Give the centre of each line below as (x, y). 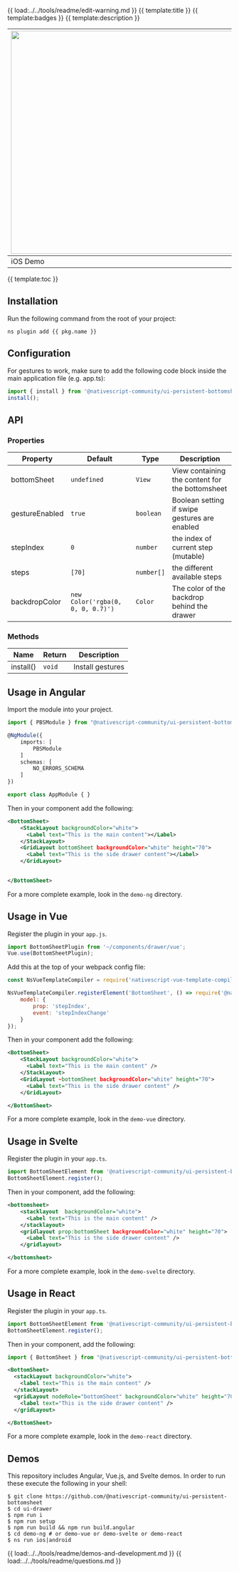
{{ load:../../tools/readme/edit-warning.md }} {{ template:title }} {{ (103, 10)
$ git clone (25, 1496)
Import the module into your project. (60, 709)
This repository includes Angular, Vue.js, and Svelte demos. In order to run (117, 1476)
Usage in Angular (47, 692)
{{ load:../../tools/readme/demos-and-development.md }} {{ (95, 1553)
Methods (23, 636)
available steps (197, 577)
